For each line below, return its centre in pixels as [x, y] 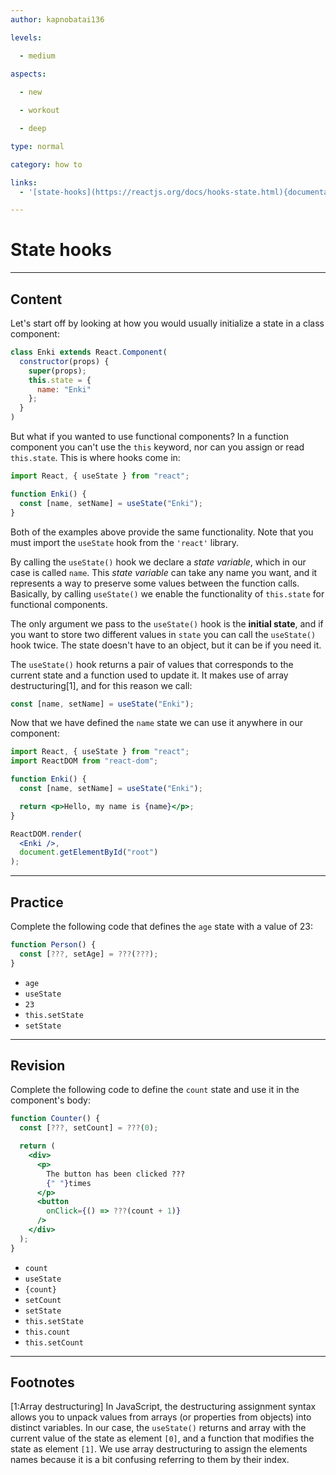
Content [36, 299]
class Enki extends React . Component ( [89, 352]
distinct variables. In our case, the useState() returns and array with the [158, 1428]
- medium [37, 56]
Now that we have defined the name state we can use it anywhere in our [157, 723]
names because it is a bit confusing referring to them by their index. [150, 1460]
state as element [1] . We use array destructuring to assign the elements [159, 1449]
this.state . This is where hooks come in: [95, 457]
